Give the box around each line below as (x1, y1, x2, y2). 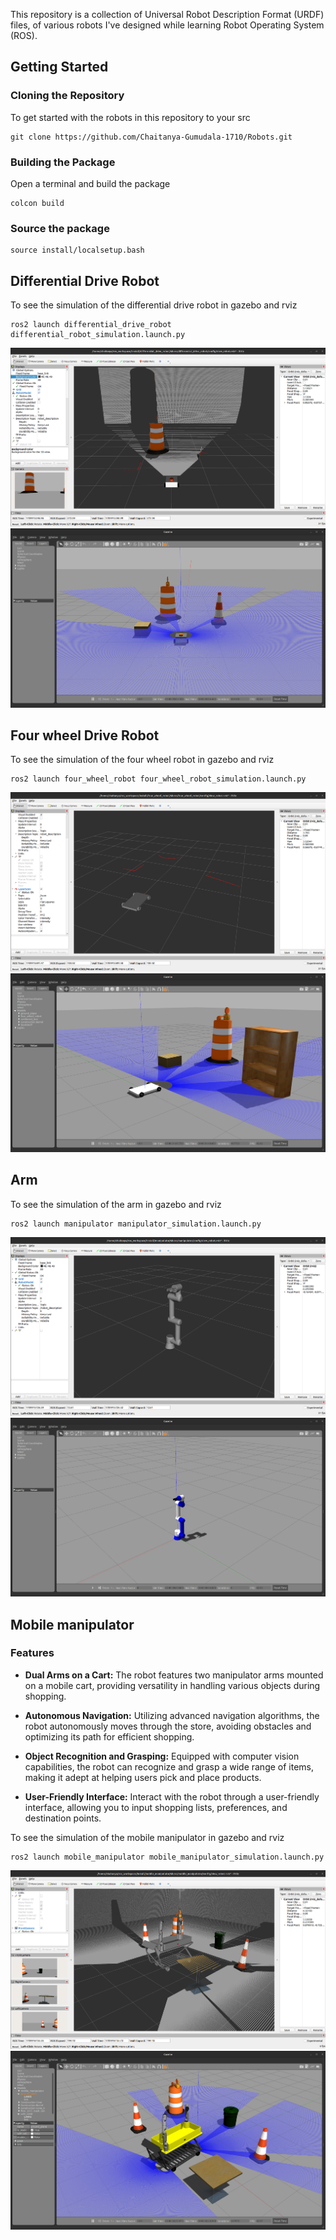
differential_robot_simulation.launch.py (10, 330, 186, 340)
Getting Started (10, 59, 109, 76)
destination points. (24, 1812, 102, 1824)
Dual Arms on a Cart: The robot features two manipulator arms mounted (24, 1669, 324, 1681)
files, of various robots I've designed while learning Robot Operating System (10, 19, 325, 31)
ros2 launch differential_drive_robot (10, 320, 172, 330)
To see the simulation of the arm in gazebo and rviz (10, 1198, 222, 1210)
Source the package (10, 221, 110, 235)
